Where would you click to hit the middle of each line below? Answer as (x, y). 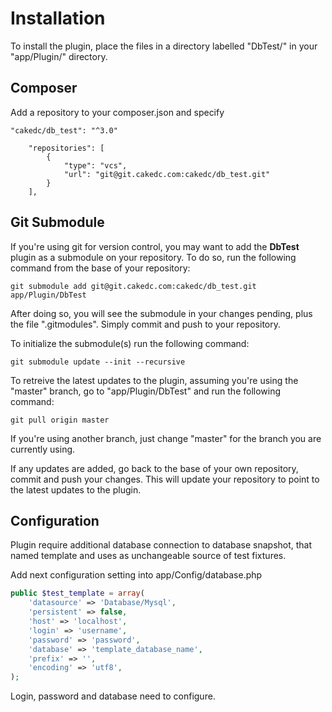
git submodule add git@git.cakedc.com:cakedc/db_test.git (133, 286)
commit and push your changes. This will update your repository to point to (165, 479)
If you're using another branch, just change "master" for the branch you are (166, 438)
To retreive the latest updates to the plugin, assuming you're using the (154, 380)
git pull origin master (60, 420)
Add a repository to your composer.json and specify (117, 112)
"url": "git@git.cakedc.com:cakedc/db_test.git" (167, 174)
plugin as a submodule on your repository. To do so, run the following (153, 257)
